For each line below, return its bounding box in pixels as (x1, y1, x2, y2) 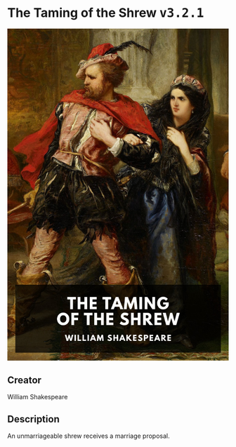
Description (7, 413, 60, 425)
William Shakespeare (7, 393, 68, 401)
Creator (7, 374, 42, 387)
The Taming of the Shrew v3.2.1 (7, 5, 204, 21)
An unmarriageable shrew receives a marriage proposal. (7, 432, 170, 440)
